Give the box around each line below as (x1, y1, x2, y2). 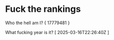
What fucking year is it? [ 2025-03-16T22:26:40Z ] (5, 29, 110, 35)
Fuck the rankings (5, 3, 81, 15)
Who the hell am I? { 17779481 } (5, 20, 70, 26)
